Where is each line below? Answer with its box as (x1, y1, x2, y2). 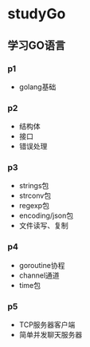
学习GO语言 (7, 38, 65, 52)
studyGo (7, 5, 66, 23)
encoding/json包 (18, 211, 73, 220)
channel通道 (18, 270, 61, 280)
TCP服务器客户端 (18, 320, 76, 329)
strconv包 (18, 191, 52, 200)
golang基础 (18, 81, 57, 92)
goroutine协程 (18, 260, 65, 270)
